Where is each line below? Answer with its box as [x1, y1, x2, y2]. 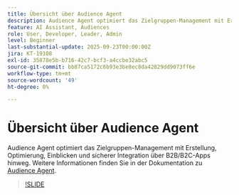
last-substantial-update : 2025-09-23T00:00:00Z [7, 43, 152, 51]
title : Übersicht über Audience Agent [7, 10, 122, 18]
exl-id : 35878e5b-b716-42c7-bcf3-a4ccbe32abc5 [7, 57, 148, 64]
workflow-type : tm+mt [7, 70, 72, 77]
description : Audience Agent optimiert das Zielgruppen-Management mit [7, 17, 224, 24]
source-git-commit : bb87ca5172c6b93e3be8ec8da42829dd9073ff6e [7, 63, 196, 70]
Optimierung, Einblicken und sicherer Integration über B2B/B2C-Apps [7, 151, 211, 160]
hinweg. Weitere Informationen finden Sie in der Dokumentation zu [7, 159, 203, 167]
